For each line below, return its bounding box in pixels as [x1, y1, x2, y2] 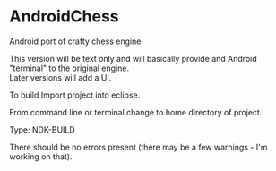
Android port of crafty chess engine [9, 36, 142, 47]
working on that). [9, 150, 73, 162]
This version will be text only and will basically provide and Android [9, 53, 257, 64]
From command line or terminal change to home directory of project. [9, 107, 263, 117]
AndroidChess [9, 6, 119, 27]
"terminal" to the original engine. [9, 63, 130, 73]
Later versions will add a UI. [9, 72, 112, 82]
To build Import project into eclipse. [9, 90, 141, 100]
